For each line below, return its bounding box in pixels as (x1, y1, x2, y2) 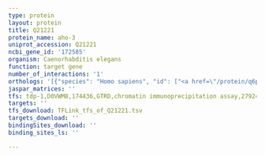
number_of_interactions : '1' (8, 70, 104, 78)
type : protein (8, 11, 55, 20)
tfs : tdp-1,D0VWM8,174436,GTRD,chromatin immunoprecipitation (8, 92, 217, 100)
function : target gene (8, 63, 83, 71)
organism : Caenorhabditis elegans (8, 56, 122, 64)
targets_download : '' (8, 114, 80, 122)
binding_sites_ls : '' (8, 128, 80, 136)
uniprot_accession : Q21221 (8, 41, 97, 49)
